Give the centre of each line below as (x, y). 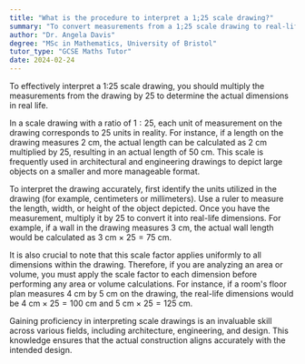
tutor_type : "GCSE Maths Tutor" (70, 52)
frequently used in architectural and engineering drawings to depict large (146, 162)
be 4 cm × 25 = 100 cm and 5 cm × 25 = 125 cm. (101, 303)
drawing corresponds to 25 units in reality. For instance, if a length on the (147, 132)
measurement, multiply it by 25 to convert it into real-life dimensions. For (145, 218)
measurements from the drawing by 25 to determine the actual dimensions (149, 96)
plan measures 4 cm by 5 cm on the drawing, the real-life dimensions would (152, 293)
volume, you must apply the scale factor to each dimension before (133, 274)
